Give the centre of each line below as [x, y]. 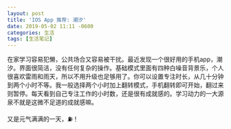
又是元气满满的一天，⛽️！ [43, 119]
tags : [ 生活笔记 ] [30, 39]
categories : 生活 [31, 33]
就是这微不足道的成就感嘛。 [58, 102]
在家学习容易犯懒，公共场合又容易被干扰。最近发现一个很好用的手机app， [112, 60]
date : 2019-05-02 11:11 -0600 [51, 26]
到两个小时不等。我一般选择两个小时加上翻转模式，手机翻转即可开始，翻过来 [115, 85]
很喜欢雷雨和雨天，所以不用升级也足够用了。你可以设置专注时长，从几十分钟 [115, 77]
